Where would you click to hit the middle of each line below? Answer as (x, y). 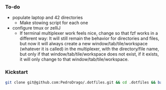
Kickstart (17, 72)
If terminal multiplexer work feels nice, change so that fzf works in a (89, 33)
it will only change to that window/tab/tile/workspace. (74, 60)
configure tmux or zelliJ (36, 28)
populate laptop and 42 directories (47, 18)
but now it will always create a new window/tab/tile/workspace (83, 44)
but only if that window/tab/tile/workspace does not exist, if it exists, (89, 54)
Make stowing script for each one (54, 23)
